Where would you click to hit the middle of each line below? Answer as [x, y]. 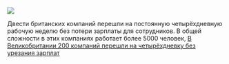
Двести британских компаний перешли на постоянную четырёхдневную [115, 24]
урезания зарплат [33, 53]
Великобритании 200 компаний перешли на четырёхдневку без [101, 45]
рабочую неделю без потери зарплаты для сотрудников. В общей [104, 31]
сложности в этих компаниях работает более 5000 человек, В [99, 38]
